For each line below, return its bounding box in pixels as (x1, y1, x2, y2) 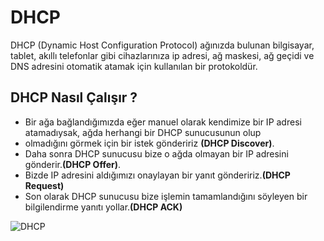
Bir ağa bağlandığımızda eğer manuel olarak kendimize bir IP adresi (24, 116, 302, 128)
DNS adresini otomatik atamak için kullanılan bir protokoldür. (10, 60, 258, 72)
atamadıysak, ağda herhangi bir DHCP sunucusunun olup (24, 126, 262, 138)
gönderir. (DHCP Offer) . (24, 158, 122, 170)
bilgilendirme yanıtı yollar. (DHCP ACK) (24, 201, 183, 213)
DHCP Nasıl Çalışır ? (10, 89, 138, 106)
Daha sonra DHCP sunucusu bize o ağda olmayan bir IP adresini (24, 147, 289, 160)
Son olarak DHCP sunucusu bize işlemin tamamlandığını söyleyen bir (24, 190, 308, 202)
